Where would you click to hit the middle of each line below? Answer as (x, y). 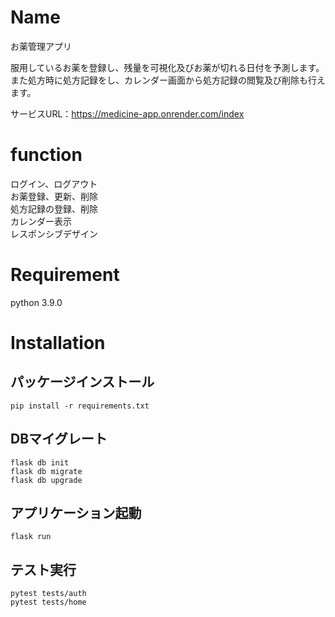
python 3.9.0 (36, 302)
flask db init (40, 462)
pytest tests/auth (48, 594)
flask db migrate (46, 471)
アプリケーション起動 (76, 513)
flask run (31, 537)
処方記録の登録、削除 (54, 208)
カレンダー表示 (41, 221)
